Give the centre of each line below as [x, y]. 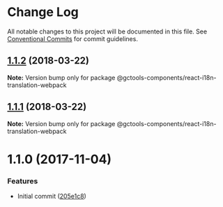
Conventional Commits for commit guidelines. [72, 38]
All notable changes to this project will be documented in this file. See [107, 31]
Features [23, 181]
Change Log [43, 12]
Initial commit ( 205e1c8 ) [52, 197]
